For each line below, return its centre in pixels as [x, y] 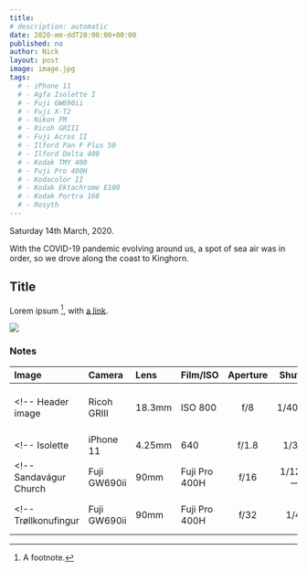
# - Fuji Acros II [53, 137]
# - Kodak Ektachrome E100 [69, 188]
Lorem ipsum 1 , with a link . [59, 310]
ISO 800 [199, 407]
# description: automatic [58, 26]
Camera [106, 375]
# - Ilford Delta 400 [59, 153]
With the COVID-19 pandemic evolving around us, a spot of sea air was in [148, 248]
